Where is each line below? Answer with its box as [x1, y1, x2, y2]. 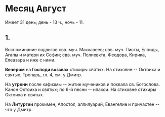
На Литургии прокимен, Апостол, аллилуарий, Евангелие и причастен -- [5, 101, 160, 107]
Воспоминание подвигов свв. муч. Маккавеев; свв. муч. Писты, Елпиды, [5, 46, 159, 52]
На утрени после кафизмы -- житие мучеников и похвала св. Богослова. [5, 81, 160, 87]
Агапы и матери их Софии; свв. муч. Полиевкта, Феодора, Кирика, [5, 52, 146, 58]
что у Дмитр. [5, 106, 33, 112]
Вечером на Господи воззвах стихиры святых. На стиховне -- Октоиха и [5, 66, 161, 72]
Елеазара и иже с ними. [5, 57, 56, 63]
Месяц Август [5, 3, 67, 14]
